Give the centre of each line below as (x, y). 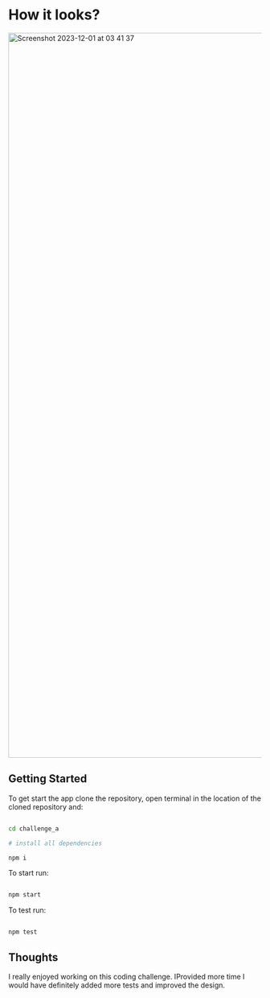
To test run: (27, 910)
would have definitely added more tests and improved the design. (117, 985)
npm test (23, 932)
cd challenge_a (34, 828)
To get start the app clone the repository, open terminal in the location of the (135, 798)
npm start (25, 895)
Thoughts (33, 957)
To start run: (29, 873)
